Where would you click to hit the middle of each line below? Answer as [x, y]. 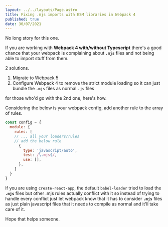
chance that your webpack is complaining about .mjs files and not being [80, 53]
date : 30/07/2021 [23, 24]
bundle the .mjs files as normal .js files [53, 89]
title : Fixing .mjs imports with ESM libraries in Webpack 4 [70, 15]
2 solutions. [17, 68]
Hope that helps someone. [33, 219]
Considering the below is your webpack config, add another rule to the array [84, 108]
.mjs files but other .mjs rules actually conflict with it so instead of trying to [82, 193]
